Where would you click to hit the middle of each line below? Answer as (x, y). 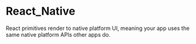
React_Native (41, 11)
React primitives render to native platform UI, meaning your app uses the (98, 28)
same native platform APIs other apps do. (58, 34)
